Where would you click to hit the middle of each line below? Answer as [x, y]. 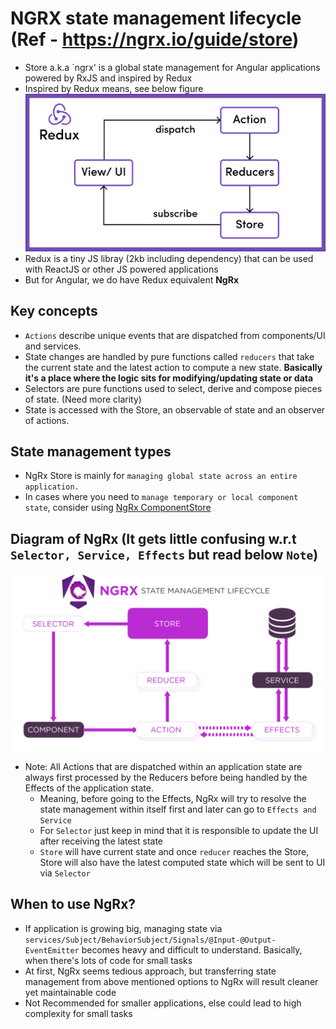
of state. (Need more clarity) [83, 399]
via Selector [65, 873]
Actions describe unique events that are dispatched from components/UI [175, 335]
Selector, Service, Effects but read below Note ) [164, 554]
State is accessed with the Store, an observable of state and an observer [175, 409]
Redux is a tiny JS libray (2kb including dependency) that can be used [169, 258]
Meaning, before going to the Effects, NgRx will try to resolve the [173, 798]
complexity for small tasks [78, 1013]
